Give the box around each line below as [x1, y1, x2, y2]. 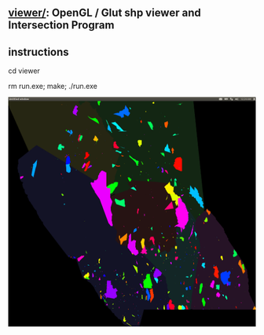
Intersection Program [8, 19, 115, 32]
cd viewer [8, 66, 41, 75]
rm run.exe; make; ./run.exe [8, 82, 98, 91]
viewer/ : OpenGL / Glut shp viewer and [8, 6, 202, 20]
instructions [8, 45, 69, 58]
